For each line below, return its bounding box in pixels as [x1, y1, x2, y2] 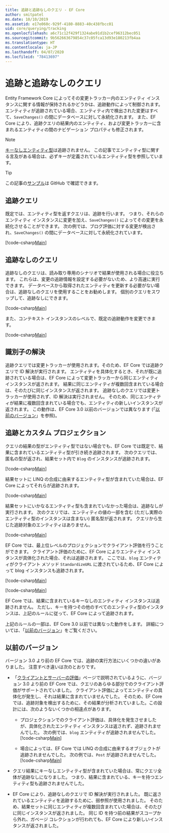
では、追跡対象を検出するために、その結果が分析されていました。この [12, 700, 158, 706]
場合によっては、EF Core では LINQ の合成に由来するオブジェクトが [20, 745, 161, 751]
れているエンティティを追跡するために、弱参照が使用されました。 [12, 797, 149, 804]
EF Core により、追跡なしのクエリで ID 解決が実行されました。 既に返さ [12, 791, 162, 797]
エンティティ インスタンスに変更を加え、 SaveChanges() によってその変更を [5, 217, 159, 223]
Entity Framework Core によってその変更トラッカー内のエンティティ [5, 95, 146, 101]
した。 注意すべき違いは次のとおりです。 [14, 664, 99, 670]
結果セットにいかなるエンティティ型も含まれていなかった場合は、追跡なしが [5, 502, 163, 509]
